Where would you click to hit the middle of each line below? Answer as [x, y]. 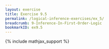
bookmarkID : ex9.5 [24, 28]
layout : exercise [23, 9]
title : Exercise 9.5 [26, 14]
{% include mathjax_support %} [37, 41]
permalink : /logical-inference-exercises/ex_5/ [55, 18]
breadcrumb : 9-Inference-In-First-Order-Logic [54, 23]
